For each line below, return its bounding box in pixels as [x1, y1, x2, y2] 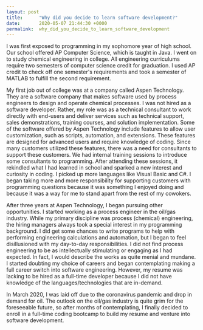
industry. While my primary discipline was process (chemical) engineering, [6, 215, 193, 222]
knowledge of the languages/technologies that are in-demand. [6, 279, 163, 286]
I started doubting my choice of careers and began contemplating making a [6, 260, 196, 267]
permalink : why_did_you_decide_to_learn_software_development [6, 26, 170, 32]
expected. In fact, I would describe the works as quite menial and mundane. [6, 253, 196, 261]
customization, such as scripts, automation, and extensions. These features [6, 132, 196, 139]
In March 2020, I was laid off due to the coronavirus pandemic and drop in [6, 291, 193, 298]
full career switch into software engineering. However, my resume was [6, 266, 184, 273]
